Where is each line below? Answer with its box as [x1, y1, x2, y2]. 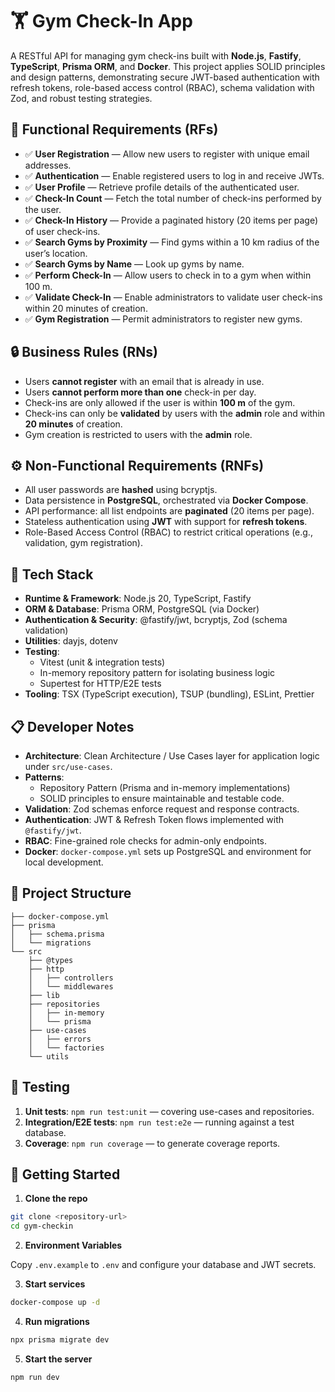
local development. [24, 856, 104, 868]
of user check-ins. [24, 225, 101, 237]
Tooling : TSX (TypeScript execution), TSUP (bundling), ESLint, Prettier [24, 688, 315, 700]
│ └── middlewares [28, 981, 114, 992]
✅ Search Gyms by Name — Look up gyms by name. [24, 258, 245, 270]
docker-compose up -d [10, 1298, 101, 1308]
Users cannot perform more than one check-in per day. [24, 386, 257, 398]
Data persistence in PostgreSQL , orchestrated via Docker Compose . [24, 494, 309, 507]
